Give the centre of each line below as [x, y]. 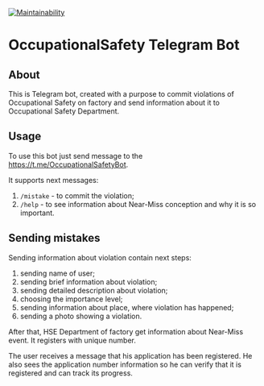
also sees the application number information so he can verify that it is [125, 364]
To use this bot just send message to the [76, 156]
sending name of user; [57, 273]
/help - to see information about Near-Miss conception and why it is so [138, 204]
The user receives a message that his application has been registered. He [130, 355]
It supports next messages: [54, 180]
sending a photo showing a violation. [81, 316]
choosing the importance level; [71, 299]
